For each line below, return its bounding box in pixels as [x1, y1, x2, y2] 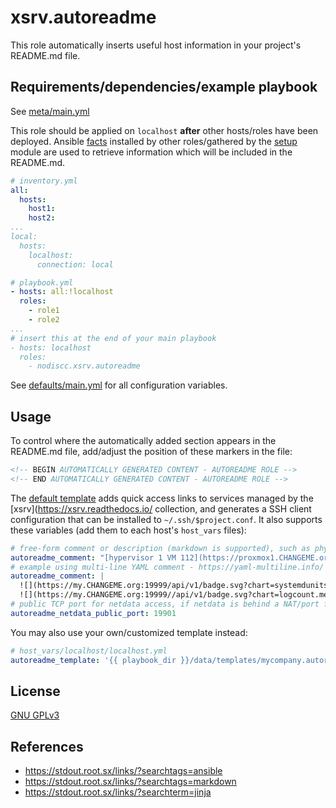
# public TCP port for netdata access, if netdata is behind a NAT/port [10, 599, 320, 610]
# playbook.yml [10, 277, 74, 288]
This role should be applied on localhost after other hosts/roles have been [10, 124, 319, 136]
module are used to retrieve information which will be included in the [10, 146, 293, 158]
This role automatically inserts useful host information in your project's [10, 39, 302, 51]
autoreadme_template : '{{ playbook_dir [10, 655, 177, 665]
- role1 [28, 306, 60, 316]
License [10, 682, 61, 700]
